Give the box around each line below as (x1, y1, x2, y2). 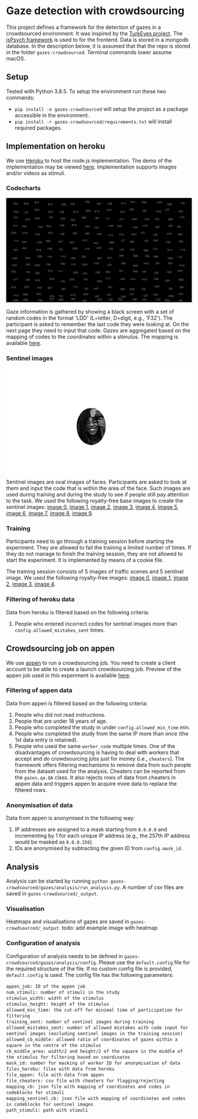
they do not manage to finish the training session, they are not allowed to (6, 550, 183, 558)
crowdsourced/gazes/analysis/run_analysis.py (6, 884, 120, 891)
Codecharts (6, 184, 41, 192)
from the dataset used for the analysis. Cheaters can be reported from (14, 768, 186, 775)
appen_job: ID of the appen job (6, 983, 85, 989)
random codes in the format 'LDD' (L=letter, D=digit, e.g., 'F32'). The (6, 314, 173, 322)
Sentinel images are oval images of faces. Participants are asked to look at (6, 479, 187, 486)
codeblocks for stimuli (6, 1090, 65, 1095)
